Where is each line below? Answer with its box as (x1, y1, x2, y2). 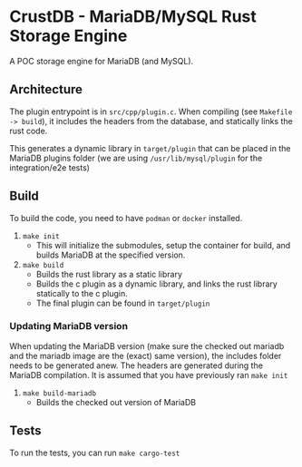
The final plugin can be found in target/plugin (35, 297, 210, 308)
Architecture (9, 82, 83, 97)
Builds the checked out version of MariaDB (35, 396, 197, 407)
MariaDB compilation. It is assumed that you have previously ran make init (9, 369, 288, 380)
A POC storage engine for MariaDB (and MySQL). (9, 55, 194, 66)
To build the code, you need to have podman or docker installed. (9, 212, 243, 223)
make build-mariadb (22, 388, 97, 398)
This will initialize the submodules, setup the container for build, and (35, 239, 291, 250)
